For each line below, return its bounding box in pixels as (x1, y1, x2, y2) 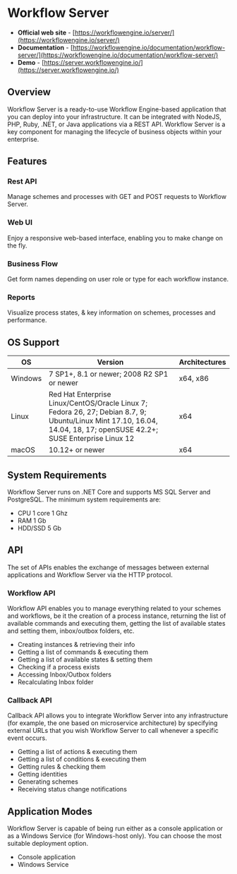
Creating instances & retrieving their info (17, 641, 135, 649)
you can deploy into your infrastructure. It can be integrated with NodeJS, (7, 112, 222, 121)
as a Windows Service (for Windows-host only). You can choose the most (7, 832, 222, 840)
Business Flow (7, 259, 59, 269)
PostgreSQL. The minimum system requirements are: (7, 495, 161, 504)
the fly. (7, 241, 28, 250)
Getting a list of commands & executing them (17, 648, 149, 657)
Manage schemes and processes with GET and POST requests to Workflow (7, 193, 227, 201)
